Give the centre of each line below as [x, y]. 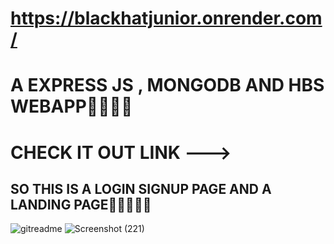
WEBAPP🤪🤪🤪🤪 [71, 106]
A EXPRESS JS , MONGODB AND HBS [167, 85]
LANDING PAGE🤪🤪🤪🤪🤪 [81, 204]
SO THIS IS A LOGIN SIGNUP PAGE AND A [141, 188]
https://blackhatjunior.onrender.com [166, 18]
